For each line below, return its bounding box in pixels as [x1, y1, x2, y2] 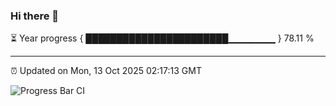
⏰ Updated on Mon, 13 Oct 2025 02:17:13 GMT [10, 65, 202, 77]
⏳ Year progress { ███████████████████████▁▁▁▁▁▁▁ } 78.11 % [10, 32, 315, 44]
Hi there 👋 [10, 9, 60, 23]
